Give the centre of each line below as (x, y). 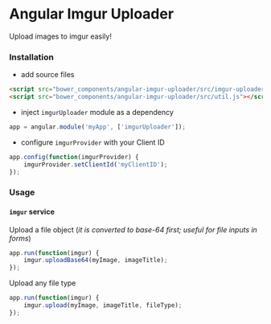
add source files (47, 75)
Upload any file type (43, 283)
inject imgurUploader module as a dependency (97, 112)
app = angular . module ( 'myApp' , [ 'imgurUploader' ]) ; (97, 127)
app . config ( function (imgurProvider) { (74, 157)
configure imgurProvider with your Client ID (93, 142)
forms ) (20, 238)
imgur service (32, 211)
